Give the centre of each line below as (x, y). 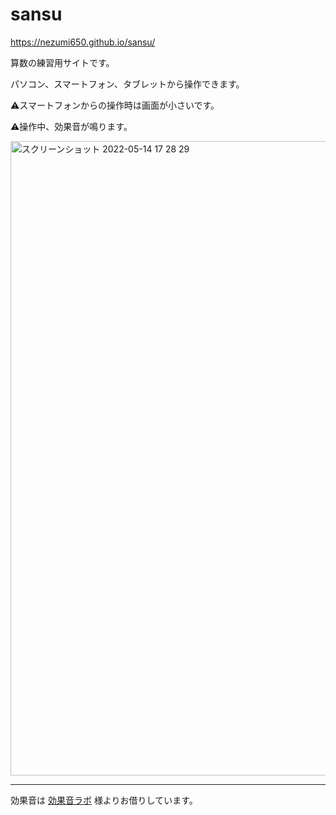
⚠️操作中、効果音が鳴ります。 (71, 126)
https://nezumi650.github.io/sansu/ (83, 42)
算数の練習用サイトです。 (62, 62)
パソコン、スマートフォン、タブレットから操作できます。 (127, 84)
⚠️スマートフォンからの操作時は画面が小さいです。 (115, 105)
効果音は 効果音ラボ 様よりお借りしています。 (104, 800)
